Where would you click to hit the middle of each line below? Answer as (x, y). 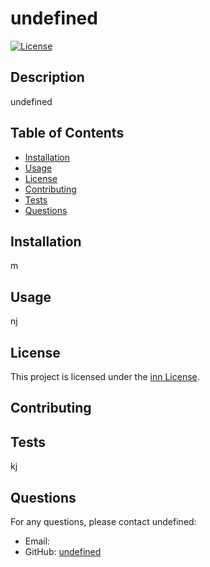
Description (47, 77)
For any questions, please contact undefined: (103, 522)
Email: (37, 541)
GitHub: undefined (63, 552)
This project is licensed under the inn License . (105, 376)
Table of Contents (67, 133)
